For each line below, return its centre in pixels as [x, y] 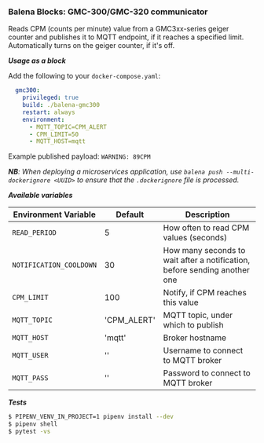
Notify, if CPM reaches [205, 293]
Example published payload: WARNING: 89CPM [79, 156]
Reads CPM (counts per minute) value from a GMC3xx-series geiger [119, 29]
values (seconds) [195, 238]
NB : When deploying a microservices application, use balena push [115, 172]
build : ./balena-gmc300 [61, 105]
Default [130, 214]
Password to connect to [207, 373]
